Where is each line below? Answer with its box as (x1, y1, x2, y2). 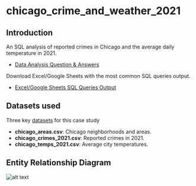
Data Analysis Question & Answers (14, 61, 99, 68)
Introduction (6, 28, 53, 38)
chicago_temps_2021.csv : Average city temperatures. (14, 141, 149, 148)
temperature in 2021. (6, 50, 57, 57)
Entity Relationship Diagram (6, 158, 111, 168)
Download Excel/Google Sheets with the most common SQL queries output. (6, 73, 191, 79)
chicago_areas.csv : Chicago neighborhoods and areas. (14, 128, 152, 135)
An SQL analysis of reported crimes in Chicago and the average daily (6, 43, 175, 50)
